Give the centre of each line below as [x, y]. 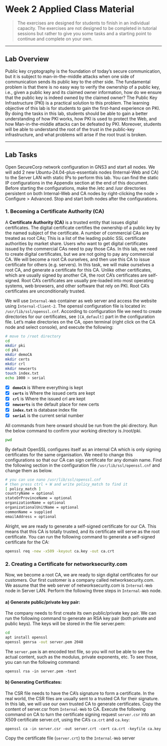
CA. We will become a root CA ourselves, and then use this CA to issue [78, 259]
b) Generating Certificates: [34, 682]
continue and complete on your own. [55, 39]
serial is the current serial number [48, 415]
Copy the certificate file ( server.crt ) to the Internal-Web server [70, 738]
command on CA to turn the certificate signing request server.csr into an [80, 714]
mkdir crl [15, 364]
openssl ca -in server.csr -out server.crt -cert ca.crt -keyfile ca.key [83, 729]
